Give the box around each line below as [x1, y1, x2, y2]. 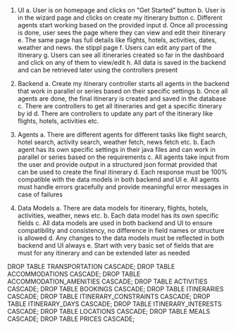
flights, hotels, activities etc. [17, 117, 99, 125]
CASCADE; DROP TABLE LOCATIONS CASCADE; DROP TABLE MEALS [7, 307, 211, 315]
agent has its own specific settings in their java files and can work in [17, 146, 216, 153]
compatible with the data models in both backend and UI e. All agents [17, 175, 220, 184]
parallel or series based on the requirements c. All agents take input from [17, 153, 230, 161]
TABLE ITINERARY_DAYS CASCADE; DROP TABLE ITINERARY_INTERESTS [7, 300, 222, 308]
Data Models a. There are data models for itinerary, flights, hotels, [17, 204, 209, 212]
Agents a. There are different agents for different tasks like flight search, [17, 130, 228, 139]
